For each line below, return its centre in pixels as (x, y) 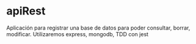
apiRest (26, 11)
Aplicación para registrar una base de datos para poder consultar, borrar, (98, 28)
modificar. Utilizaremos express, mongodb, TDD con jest (77, 34)
